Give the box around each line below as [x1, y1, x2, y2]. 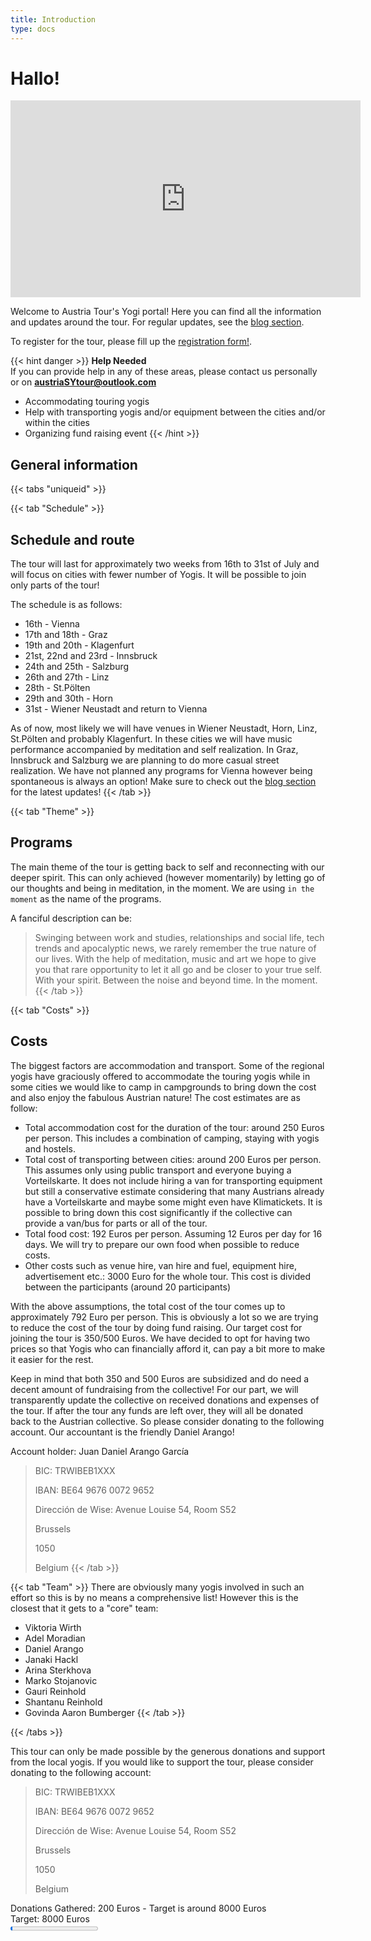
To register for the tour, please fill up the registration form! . [10, 336, 252, 348]
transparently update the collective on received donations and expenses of [10, 1394, 320, 1406]
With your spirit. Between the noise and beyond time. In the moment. [34, 974, 318, 986]
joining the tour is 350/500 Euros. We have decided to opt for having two [10, 1332, 311, 1344]
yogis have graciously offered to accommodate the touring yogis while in [10, 1070, 311, 1082]
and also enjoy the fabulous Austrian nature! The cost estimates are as [10, 1091, 301, 1103]
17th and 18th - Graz [24, 629, 108, 641]
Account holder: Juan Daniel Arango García [10, 1445, 190, 1457]
